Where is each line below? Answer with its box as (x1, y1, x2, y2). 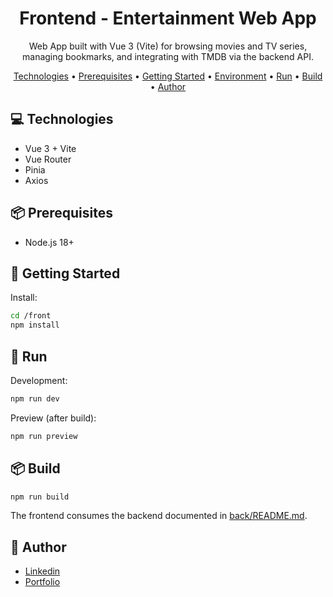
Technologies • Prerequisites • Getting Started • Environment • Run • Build (13, 70, 323, 82)
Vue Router (24, 153, 72, 165)
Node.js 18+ (24, 236, 75, 248)
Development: (10, 374, 68, 386)
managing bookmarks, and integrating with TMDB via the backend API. (22, 50, 314, 62)
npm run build (10, 492, 70, 502)
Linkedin (24, 565, 61, 577)
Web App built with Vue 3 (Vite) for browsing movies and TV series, (28, 40, 308, 52)
